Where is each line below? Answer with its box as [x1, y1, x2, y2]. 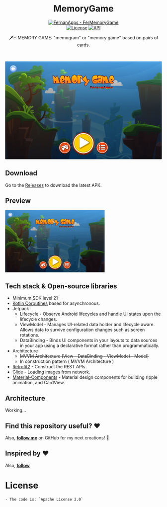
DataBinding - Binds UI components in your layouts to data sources [19, 338, 158, 343]
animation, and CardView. [12, 380, 65, 386]
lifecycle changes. [19, 316, 57, 322]
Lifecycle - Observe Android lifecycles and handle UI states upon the [19, 311, 161, 317]
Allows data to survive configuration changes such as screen [19, 327, 145, 333]
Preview [5, 197, 31, 205]
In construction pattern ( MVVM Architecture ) [19, 358, 114, 364]
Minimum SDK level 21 [12, 295, 58, 301]
